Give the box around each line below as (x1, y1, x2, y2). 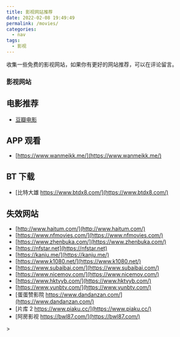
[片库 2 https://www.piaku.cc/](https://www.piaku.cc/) (15, 305, 152, 312)
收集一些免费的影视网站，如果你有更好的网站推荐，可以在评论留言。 (6, 61, 178, 68)
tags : (6, 37, 20, 44)
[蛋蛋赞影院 (15, 291, 45, 298)
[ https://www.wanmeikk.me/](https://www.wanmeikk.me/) (15, 152, 162, 159)
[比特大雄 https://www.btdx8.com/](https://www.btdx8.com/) (15, 189, 169, 196)
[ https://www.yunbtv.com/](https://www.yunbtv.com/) (15, 284, 151, 291)
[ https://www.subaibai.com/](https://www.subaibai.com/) (15, 264, 160, 271)
